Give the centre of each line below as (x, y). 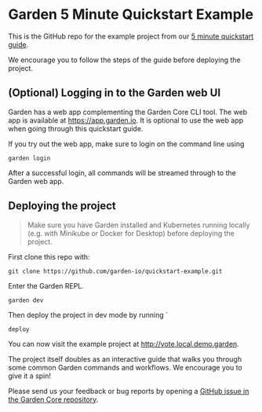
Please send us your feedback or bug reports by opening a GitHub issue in (129, 391)
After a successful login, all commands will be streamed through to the (122, 173)
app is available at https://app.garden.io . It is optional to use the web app (126, 120)
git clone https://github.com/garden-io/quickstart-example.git (115, 271)
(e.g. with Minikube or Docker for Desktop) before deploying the (131, 233)
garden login (29, 158)
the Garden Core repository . (53, 399)
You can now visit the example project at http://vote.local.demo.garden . (124, 344)
